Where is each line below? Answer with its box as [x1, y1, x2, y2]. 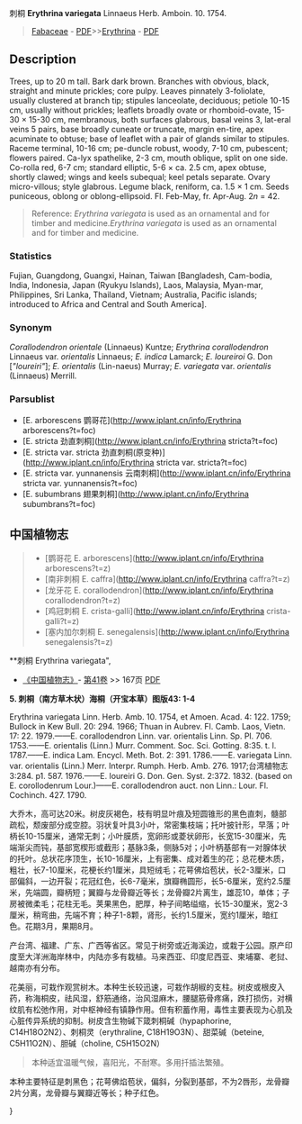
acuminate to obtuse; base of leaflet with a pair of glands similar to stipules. [9, 133, 290, 144]
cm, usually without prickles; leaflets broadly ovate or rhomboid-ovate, [9, 104, 271, 115]
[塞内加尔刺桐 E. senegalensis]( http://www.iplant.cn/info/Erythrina [44, 626, 290, 637]
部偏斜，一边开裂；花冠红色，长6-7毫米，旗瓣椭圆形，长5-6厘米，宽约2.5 [9, 875, 283, 886]
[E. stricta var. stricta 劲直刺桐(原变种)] [22, 447, 166, 458]
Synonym [9, 322, 52, 334]
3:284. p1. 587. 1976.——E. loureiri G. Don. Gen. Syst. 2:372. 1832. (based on [9, 770, 293, 781]
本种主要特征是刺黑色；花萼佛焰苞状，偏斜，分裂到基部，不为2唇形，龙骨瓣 [9, 1075, 290, 1087]
